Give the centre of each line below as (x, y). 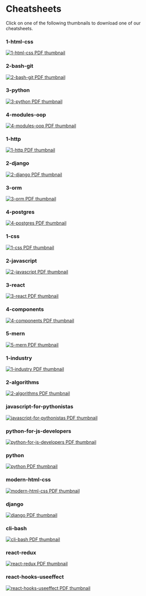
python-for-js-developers (39, 431)
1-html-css (20, 41)
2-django (18, 163)
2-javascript (21, 261)
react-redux (21, 553)
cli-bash (16, 528)
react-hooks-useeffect (35, 577)
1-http (14, 139)
